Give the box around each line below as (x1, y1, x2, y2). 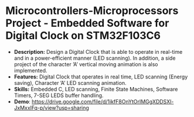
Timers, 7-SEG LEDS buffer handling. (13, 92, 104, 99)
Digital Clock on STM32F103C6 (5, 29, 161, 42)
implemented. (13, 67, 47, 74)
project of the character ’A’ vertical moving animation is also (13, 60, 158, 68)
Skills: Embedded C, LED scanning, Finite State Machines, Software (13, 85, 178, 92)
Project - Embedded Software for (5, 16, 169, 30)
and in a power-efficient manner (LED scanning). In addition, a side (13, 54, 176, 61)
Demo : (13, 98, 30, 105)
